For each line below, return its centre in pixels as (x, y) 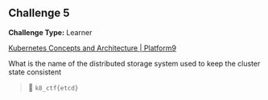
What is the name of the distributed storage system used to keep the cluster (134, 63)
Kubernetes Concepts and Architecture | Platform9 (93, 48)
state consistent (35, 72)
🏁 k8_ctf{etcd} (53, 87)
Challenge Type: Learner (50, 32)
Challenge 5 (39, 13)
